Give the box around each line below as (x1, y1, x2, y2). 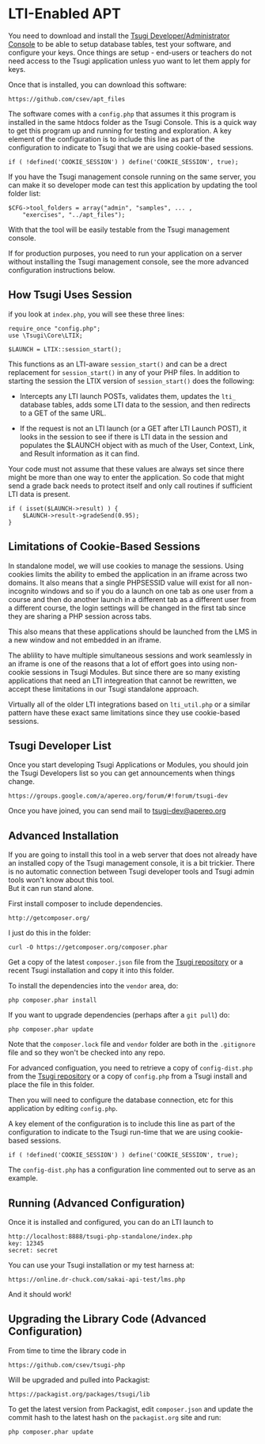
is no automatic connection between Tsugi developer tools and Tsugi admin (8, 867, 255, 877)
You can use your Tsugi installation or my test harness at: (8, 1260, 195, 1270)
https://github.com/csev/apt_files (8, 95, 126, 103)
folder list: (8, 188, 41, 198)
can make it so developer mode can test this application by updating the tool (8, 180, 258, 190)
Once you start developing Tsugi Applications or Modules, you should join (8, 760, 249, 770)
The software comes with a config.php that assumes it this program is (8, 108, 237, 119)
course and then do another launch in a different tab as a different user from (8, 594, 257, 604)
